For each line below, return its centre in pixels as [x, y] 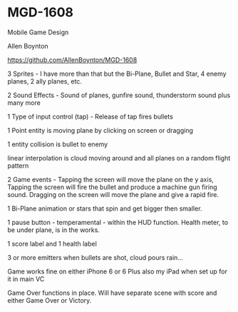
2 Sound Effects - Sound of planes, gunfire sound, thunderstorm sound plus [119, 95]
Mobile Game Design [38, 32]
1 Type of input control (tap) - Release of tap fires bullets [90, 116]
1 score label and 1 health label [52, 243]
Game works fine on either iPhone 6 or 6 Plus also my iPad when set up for [118, 271]
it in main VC [26, 278]
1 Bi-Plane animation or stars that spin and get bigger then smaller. [105, 208]
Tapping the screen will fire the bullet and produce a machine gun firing [112, 187]
